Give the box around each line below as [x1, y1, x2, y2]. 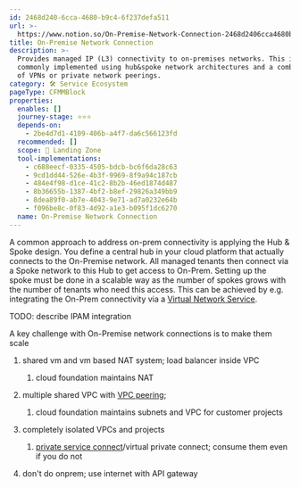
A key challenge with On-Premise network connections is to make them [9, 327, 272, 339]
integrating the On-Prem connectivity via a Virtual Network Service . [9, 294, 258, 304]
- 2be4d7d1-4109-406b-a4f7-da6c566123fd [25, 129, 178, 138]
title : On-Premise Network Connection [9, 37, 154, 47]
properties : [9, 95, 54, 105]
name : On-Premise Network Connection [17, 211, 158, 221]
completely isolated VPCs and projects [21, 424, 165, 434]
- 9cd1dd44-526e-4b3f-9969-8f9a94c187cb [25, 170, 178, 179]
